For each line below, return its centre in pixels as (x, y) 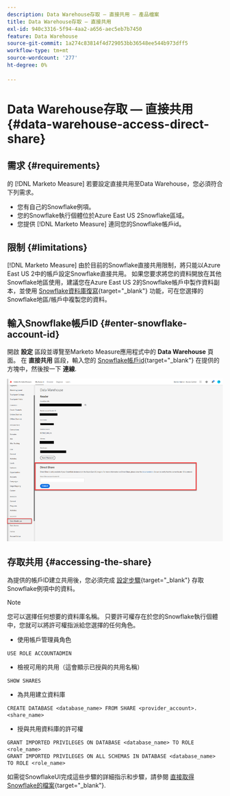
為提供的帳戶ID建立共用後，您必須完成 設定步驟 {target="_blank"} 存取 (105, 580)
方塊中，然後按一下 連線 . (42, 369)
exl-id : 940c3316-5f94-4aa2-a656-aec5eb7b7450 (75, 29)
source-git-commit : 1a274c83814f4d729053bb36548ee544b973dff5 (98, 44)
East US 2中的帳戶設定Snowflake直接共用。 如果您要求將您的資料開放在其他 (114, 274)
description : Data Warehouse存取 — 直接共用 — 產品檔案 (83, 14)
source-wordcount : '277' (42, 58)
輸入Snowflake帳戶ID (53, 323)
